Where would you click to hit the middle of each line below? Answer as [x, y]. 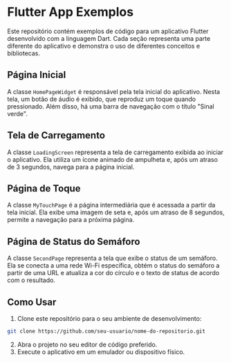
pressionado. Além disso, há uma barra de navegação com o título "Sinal [111, 106]
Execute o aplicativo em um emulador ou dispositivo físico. [101, 352]
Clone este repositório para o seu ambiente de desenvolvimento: [109, 318]
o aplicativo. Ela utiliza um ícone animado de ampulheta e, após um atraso [112, 159]
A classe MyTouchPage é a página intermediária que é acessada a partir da [111, 205]
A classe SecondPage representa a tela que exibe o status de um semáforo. [112, 258]
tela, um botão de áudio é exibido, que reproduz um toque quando [101, 99]
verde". [17, 113]
